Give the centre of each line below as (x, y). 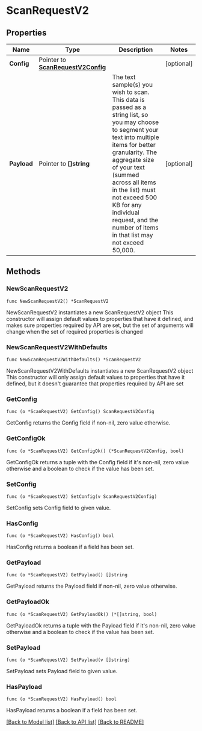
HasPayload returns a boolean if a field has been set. (72, 711)
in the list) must (134, 190)
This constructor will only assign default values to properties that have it (96, 377)
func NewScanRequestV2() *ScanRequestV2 (58, 301)
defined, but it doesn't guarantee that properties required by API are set (95, 384)
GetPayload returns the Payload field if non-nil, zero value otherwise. (92, 586)
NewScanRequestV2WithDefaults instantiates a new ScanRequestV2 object (100, 370)
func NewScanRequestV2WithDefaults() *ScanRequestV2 (74, 359)
